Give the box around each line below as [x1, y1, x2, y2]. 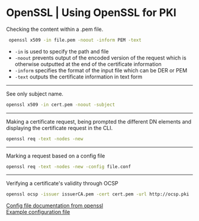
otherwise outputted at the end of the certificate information [14, 60, 162, 68]
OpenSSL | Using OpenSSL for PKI [6, 6, 176, 20]
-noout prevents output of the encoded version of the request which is [14, 54, 187, 61]
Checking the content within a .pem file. [6, 26, 104, 33]
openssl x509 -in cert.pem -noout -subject [6, 102, 115, 108]
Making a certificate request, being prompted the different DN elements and [6, 118, 191, 125]
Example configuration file [6, 209, 70, 216]
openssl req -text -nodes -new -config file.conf [6, 163, 131, 169]
